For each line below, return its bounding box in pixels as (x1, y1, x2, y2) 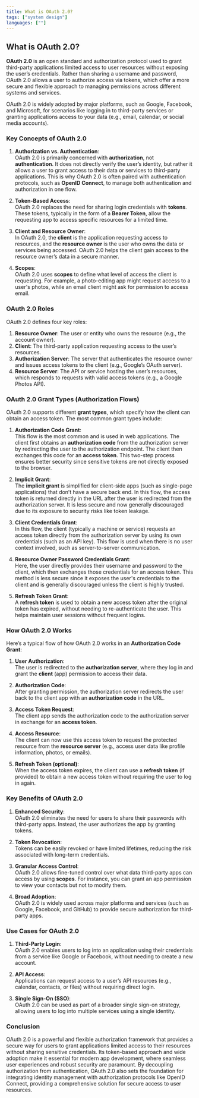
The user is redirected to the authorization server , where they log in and (14, 664, 194, 671)
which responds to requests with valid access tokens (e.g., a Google (14, 374, 182, 381)
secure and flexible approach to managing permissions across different (6, 83, 181, 90)
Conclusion (6, 1022, 40, 1030)
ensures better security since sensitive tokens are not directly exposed (14, 458, 188, 465)
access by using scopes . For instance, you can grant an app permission (14, 875, 192, 882)
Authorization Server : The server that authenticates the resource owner (14, 355, 192, 362)
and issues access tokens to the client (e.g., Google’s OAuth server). (14, 361, 182, 369)
